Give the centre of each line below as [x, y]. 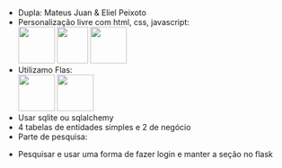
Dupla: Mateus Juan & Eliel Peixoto [82, 13]
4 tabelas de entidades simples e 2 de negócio [104, 128]
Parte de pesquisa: [53, 137]
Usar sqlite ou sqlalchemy [66, 118]
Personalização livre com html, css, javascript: [104, 22]
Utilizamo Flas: [45, 70]
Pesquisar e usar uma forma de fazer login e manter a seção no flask [145, 155]
